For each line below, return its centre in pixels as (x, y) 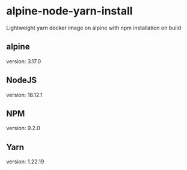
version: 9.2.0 (23, 128)
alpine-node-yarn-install (69, 11)
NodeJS (22, 80)
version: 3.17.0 (23, 61)
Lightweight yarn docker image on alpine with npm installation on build (94, 28)
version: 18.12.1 (25, 95)
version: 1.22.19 (25, 162)
